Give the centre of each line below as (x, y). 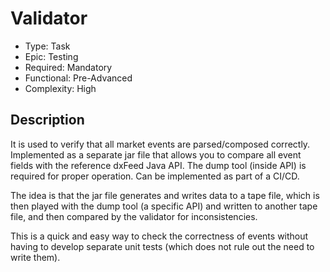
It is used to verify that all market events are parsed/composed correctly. (160, 144)
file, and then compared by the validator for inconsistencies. (134, 216)
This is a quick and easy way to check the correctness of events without (159, 236)
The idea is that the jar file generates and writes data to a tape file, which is (165, 195)
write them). (35, 257)
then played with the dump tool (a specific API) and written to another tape (164, 206)
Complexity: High (60, 88)
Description (47, 120)
